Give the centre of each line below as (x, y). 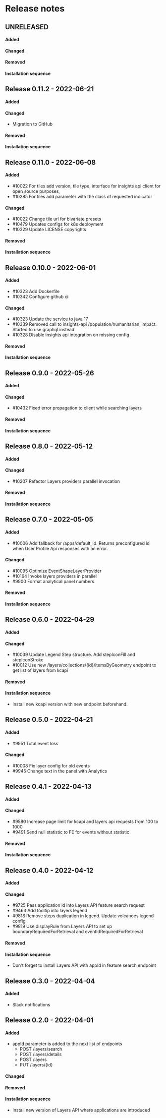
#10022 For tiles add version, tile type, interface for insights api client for (86, 186)
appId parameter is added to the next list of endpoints (67, 1044)
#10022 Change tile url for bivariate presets (57, 219)
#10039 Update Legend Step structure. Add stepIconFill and (74, 654)
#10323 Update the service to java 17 (50, 319)
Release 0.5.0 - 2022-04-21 (49, 720)
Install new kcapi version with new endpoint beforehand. (70, 704)
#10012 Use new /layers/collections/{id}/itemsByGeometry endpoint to (84, 665)
